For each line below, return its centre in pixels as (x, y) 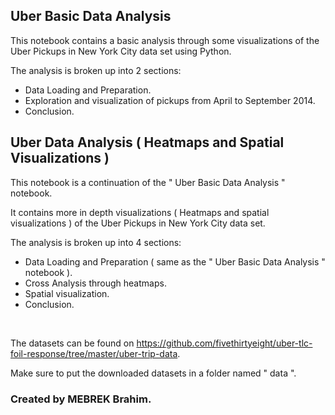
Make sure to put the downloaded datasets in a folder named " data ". (153, 373)
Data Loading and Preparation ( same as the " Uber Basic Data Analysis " (175, 261)
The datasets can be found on (72, 343)
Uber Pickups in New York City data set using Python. (121, 51)
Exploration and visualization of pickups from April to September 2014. (170, 100)
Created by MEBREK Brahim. (81, 399)
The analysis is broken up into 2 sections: (96, 70)
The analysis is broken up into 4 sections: (96, 242)
